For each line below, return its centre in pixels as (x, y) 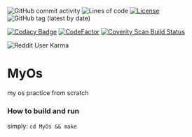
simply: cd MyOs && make (42, 127)
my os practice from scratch (48, 93)
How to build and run (43, 110)
